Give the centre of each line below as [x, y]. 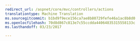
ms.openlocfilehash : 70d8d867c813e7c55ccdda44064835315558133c [70, 23]
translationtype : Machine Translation [44, 14]
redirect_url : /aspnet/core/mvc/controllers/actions [59, 9]
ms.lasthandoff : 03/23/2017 [33, 27]
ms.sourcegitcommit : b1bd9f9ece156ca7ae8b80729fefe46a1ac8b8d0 [70, 18]
